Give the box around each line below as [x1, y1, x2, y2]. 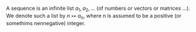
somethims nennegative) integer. [6, 19, 86, 26]
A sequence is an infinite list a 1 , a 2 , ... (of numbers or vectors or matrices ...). [6, 5, 191, 13]
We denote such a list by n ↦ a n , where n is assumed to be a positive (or [6, 12, 182, 21]
